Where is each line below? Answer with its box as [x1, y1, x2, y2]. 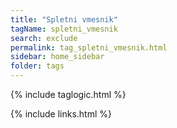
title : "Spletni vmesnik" [10, 14, 118, 25]
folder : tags [10, 61, 65, 71]
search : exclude [10, 33, 78, 43]
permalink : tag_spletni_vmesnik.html [10, 42, 168, 53]
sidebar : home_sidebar [10, 52, 105, 62]
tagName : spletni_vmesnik [10, 24, 118, 34]
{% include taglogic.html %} [10, 89, 127, 100]
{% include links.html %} [10, 108, 112, 120]
